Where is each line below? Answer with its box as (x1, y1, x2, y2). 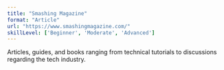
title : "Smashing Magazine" (7, 10, 88, 17)
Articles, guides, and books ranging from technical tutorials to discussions (7, 48, 217, 56)
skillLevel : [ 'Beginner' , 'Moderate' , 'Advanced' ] (7, 29, 155, 36)
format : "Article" (7, 16, 60, 23)
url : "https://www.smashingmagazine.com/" (7, 23, 131, 30)
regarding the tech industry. (7, 56, 86, 64)
